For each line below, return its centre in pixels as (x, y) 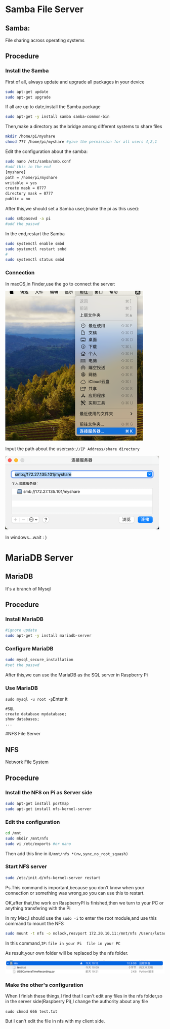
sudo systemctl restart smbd (36, 249)
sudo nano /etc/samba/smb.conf (38, 162)
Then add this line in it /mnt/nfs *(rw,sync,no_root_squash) (67, 853)
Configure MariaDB (29, 648)
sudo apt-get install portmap (37, 803)
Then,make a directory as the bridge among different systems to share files (84, 127)
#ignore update (21, 630)
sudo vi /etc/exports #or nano (38, 844)
